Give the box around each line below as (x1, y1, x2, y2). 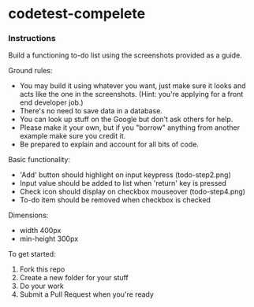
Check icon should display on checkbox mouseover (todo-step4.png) (19, 187, 246, 197)
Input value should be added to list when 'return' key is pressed (19, 179, 227, 188)
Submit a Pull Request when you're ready (19, 290, 154, 299)
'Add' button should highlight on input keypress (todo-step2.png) (19, 170, 231, 179)
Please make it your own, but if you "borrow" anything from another (19, 123, 241, 132)
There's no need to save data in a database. (19, 106, 163, 116)
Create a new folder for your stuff (19, 273, 129, 283)
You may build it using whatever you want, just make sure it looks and (19, 81, 246, 91)
